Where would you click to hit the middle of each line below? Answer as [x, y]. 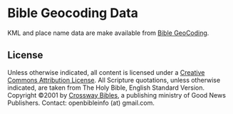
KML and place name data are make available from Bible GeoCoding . [108, 33]
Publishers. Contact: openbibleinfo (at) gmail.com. [81, 103]
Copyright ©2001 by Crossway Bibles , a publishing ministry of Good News [117, 95]
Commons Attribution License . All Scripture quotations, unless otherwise [114, 80]
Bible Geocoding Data [73, 13]
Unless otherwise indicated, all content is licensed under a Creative [106, 72]
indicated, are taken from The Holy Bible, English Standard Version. [106, 88]
